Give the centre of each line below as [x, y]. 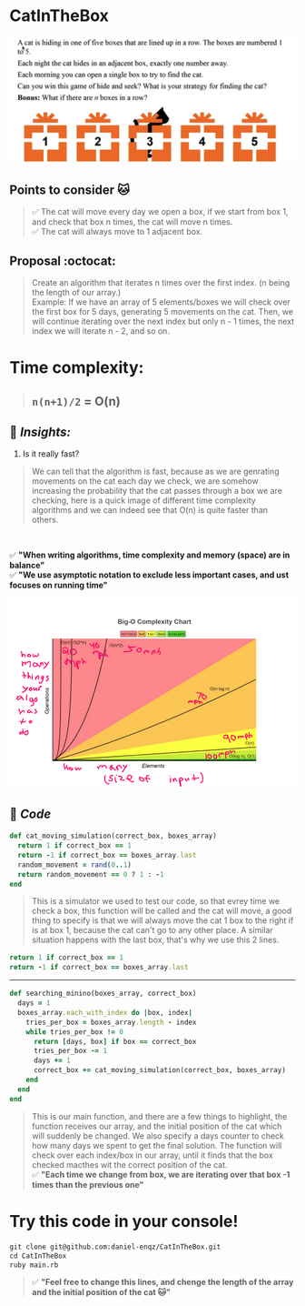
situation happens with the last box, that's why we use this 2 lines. [155, 940]
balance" [27, 566]
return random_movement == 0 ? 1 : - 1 [91, 874]
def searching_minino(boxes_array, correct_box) [103, 994]
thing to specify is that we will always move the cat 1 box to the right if [162, 920]
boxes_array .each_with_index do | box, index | [105, 1012]
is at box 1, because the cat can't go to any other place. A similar [152, 930]
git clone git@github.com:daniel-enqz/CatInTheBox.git [115, 1247]
